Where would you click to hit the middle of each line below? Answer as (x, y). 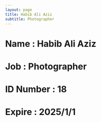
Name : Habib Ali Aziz (51, 44)
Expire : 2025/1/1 (40, 112)
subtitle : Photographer (30, 19)
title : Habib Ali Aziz (29, 14)
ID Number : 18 (36, 89)
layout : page (19, 10)
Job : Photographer (46, 66)
